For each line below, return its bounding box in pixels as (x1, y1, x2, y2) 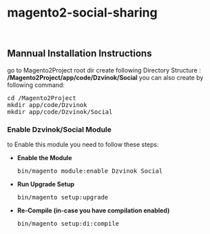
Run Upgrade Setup (17, 180, 74, 188)
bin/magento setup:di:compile (17, 220, 119, 228)
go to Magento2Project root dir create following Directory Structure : (7, 66, 201, 74)
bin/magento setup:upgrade (17, 193, 109, 202)
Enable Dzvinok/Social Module (7, 124, 112, 134)
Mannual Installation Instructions (7, 48, 152, 59)
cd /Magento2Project (7, 94, 77, 101)
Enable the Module (17, 154, 72, 162)
